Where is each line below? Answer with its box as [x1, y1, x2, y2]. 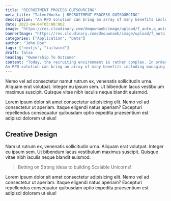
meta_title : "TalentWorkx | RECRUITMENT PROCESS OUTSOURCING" [5, 12, 140, 17]
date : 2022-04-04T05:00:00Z [5, 21, 65, 27]
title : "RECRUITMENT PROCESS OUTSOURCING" [5, 7, 97, 13]
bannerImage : [5, 31, 33, 36]
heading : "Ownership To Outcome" [5, 54, 76, 60]
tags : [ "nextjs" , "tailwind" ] [5, 45, 70, 50]
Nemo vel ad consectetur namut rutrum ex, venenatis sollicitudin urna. [5, 78, 153, 84]
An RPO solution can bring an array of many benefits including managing [5, 64, 165, 69]
